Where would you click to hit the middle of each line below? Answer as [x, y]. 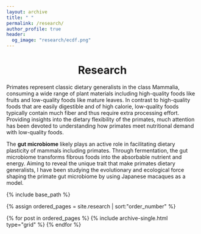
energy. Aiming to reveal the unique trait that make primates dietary [91, 163]
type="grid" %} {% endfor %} [44, 224]
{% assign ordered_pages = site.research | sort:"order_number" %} [91, 206]
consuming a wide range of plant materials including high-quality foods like [101, 93]
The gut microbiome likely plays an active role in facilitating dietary [91, 144]
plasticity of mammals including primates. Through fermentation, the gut [97, 150]
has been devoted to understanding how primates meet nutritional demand [100, 126]
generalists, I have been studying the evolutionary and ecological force [95, 170]
